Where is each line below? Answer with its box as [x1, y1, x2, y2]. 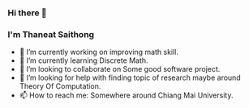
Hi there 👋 [7, 7, 48, 19]
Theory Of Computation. [19, 81, 101, 91]
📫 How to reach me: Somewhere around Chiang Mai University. [19, 90, 234, 100]
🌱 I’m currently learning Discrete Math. [19, 56, 148, 65]
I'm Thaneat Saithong [7, 28, 95, 39]
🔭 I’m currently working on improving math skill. [19, 48, 179, 57]
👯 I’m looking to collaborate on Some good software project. [19, 64, 221, 74]
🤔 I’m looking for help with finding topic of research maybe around [19, 73, 241, 83]
